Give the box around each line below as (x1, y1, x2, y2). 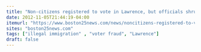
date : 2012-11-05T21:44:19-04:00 (6, 14, 90, 20)
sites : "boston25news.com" (6, 25, 74, 32)
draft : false (6, 36, 39, 42)
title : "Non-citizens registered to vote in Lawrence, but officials (6, 8, 184, 15)
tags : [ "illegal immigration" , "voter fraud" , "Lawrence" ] (6, 31, 160, 37)
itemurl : (6, 20, 28, 26)
